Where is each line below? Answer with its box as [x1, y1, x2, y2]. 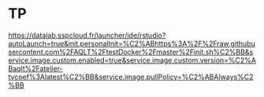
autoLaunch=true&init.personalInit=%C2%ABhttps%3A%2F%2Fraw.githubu [8, 38, 256, 48]
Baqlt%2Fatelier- [8, 63, 63, 73]
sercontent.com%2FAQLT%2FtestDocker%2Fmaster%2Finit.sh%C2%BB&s [8, 47, 254, 56]
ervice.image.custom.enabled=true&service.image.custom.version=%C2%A [8, 56, 257, 65]
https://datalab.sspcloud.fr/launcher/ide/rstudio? [8, 31, 166, 40]
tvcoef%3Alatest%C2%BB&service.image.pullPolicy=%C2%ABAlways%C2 [8, 72, 254, 81]
